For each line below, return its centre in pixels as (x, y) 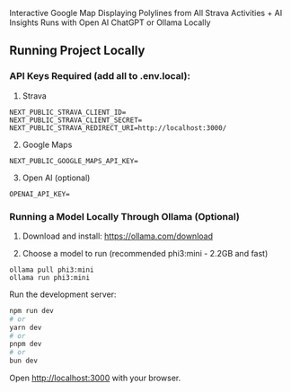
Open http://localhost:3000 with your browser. (95, 378)
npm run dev (31, 310)
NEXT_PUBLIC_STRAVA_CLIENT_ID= (68, 112)
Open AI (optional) (56, 178)
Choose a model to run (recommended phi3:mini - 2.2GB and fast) (145, 253)
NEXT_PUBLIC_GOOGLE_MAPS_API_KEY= (74, 161)
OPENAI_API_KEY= (40, 194)
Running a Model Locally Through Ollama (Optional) (124, 216)
